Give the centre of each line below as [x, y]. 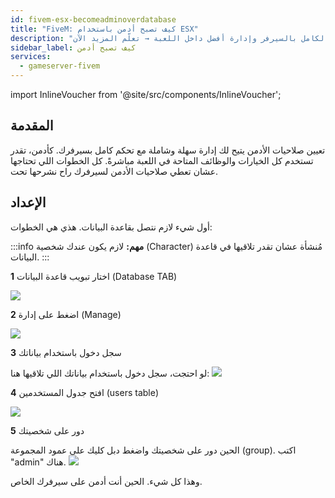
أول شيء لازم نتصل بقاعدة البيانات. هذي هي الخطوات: [111, 227]
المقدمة [32, 126]
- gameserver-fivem [60, 66]
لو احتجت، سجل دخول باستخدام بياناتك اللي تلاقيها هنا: [110, 373]
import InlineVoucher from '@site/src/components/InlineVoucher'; [146, 94]
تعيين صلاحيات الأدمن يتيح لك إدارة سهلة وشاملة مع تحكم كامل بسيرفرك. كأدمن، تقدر [168, 150]
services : [31, 57]
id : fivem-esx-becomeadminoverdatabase [93, 19]
